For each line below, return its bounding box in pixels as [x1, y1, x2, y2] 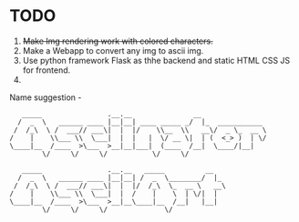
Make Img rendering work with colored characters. [22, 35, 213, 46]
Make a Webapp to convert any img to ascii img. [22, 45, 204, 55]
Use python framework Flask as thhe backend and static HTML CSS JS [22, 55, 291, 66]
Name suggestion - [9, 92, 82, 103]
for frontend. [22, 65, 71, 76]
